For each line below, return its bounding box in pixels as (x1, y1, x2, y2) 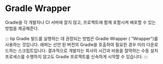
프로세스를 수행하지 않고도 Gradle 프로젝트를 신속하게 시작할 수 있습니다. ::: (5, 53, 148, 59)
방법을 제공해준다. (5, 25, 39, 31)
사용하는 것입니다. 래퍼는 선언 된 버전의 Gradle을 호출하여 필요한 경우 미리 (5, 41, 145, 47)
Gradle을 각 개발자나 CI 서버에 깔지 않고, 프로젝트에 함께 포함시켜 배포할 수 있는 (5, 19, 156, 25)
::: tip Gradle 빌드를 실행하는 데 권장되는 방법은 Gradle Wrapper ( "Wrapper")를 (5, 36, 158, 41)
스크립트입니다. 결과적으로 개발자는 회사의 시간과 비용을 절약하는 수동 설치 (18, 48, 159, 53)
